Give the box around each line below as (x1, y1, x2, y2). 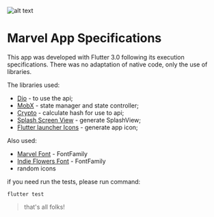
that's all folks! (23, 203, 65, 211)
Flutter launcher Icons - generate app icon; (16, 123, 138, 131)
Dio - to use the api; (16, 94, 73, 102)
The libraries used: (7, 81, 60, 89)
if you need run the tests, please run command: (7, 177, 141, 186)
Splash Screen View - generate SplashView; (16, 116, 142, 124)
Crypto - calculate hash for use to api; (16, 108, 124, 116)
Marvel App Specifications (7, 31, 162, 46)
